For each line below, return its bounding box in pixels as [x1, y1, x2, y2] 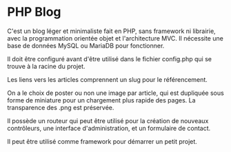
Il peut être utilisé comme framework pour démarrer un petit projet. [7, 137, 198, 145]
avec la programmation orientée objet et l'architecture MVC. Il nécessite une [7, 34, 224, 42]
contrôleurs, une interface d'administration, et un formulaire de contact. [7, 124, 211, 132]
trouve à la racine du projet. [7, 62, 86, 70]
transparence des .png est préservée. [7, 103, 114, 111]
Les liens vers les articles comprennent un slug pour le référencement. [7, 75, 208, 83]
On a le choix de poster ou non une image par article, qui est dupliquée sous [7, 89, 224, 97]
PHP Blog [7, 4, 61, 20]
